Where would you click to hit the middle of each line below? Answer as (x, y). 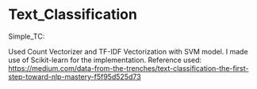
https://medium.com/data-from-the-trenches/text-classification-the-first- (128, 68)
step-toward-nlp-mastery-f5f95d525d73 (75, 76)
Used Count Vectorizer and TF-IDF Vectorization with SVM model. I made (128, 51)
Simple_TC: (27, 36)
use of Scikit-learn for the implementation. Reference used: (105, 60)
